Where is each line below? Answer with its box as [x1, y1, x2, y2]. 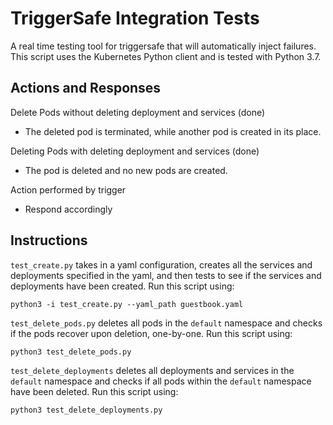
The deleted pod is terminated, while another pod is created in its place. [24, 125, 322, 137]
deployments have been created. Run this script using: [10, 280, 235, 292]
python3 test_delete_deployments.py [10, 405, 163, 415]
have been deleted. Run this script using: [10, 385, 179, 397]
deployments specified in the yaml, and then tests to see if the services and [10, 269, 322, 281]
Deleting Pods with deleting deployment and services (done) [10, 145, 260, 157]
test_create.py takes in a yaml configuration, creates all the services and [10, 258, 313, 271]
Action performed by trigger [10, 183, 127, 196]
